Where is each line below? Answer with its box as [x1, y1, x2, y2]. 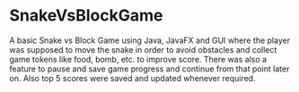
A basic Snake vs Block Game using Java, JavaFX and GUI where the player [9, 35, 290, 46]
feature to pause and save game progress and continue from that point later [9, 63, 290, 74]
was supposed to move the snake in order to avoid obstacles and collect [9, 44, 277, 54]
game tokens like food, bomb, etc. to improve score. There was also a [9, 54, 268, 64]
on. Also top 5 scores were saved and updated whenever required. [9, 72, 256, 83]
